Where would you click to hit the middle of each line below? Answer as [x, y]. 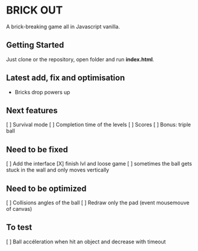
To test [19, 227]
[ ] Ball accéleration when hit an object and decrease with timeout [86, 242]
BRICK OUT [35, 10]
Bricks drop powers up [42, 92]
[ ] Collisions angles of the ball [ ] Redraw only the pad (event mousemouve [98, 203]
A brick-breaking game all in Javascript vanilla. [63, 27]
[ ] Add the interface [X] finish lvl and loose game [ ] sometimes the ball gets [99, 164]
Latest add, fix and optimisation [66, 78]
